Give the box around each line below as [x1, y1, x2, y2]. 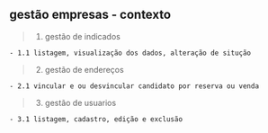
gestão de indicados [44, 31, 121, 41]
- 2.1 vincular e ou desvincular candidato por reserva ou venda [9, 81, 259, 91]
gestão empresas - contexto [9, 7, 172, 22]
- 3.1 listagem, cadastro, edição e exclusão [9, 114, 183, 124]
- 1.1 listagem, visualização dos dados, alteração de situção [9, 49, 252, 58]
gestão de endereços [44, 64, 124, 75]
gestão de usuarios [44, 97, 117, 108]
